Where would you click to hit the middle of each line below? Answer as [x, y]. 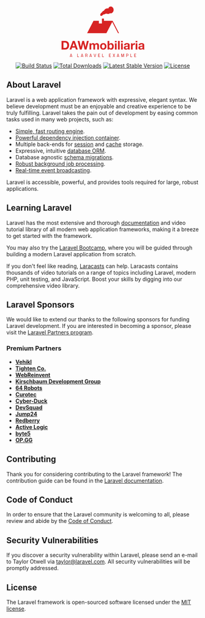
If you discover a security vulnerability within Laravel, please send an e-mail [102, 555]
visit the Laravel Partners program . [50, 332]
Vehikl [24, 362]
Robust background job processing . [60, 164]
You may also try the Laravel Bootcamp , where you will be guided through [99, 248]
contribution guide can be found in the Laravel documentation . [85, 481]
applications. [22, 188]
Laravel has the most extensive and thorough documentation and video [96, 223]
